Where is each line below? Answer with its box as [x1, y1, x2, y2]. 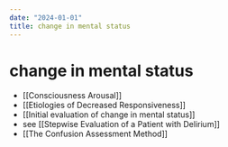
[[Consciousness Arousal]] [22, 90, 123, 101]
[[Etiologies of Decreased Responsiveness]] [22, 100, 187, 111]
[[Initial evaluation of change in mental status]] [22, 109, 196, 120]
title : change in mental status [9, 22, 131, 31]
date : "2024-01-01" [9, 13, 83, 23]
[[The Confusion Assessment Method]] [22, 128, 169, 140]
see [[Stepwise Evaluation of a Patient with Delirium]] [22, 119, 221, 130]
